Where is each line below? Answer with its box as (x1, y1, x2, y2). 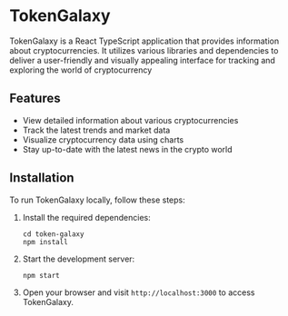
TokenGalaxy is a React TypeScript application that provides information (9, 35, 280, 46)
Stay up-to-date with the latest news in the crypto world (22, 143, 233, 154)
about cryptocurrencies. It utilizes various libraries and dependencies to (9, 44, 279, 55)
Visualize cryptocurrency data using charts (22, 133, 184, 145)
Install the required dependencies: (22, 212, 152, 222)
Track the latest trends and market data (22, 124, 171, 135)
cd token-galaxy (22, 229, 84, 239)
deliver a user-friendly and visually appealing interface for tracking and (9, 54, 275, 65)
